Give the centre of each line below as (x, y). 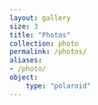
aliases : (26, 60)
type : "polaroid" (59, 86)
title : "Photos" (40, 35)
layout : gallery (40, 18)
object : (24, 78)
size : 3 (24, 26)
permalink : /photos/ (49, 52)
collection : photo (44, 43)
